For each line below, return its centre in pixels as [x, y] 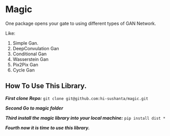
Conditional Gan [30, 54]
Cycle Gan [23, 70]
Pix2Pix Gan [25, 64]
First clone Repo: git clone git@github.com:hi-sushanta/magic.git [77, 98]
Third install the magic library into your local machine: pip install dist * [86, 118]
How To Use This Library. [46, 86]
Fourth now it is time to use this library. [48, 127]
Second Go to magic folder [34, 108]
